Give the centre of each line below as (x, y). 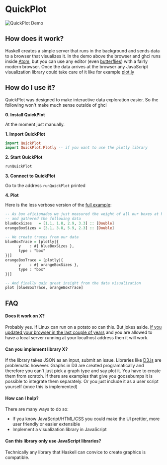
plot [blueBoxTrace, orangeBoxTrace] (44, 288)
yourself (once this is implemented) (42, 387)
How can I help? (22, 398)
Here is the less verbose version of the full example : (58, 205)
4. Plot (12, 195)
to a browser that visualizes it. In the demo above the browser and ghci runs (83, 56)
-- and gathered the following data (43, 219)
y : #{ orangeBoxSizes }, (48, 265)
